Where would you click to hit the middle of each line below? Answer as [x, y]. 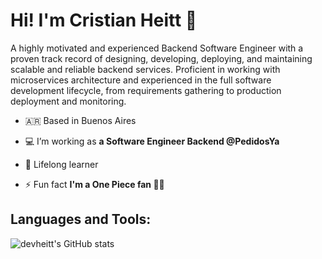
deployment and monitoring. [68, 101]
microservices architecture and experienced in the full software [141, 80]
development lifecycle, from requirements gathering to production [146, 90]
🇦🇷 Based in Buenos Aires [80, 120]
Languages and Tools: [81, 219]
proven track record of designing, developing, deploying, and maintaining [161, 58]
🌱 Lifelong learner [61, 164]
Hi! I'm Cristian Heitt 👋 [104, 20]
